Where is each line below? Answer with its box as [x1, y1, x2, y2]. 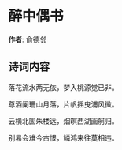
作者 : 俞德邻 [8, 35, 47, 44]
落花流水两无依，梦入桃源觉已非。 [8, 82, 119, 92]
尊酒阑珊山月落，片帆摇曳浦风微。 [8, 99, 119, 109]
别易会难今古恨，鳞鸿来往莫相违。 [8, 133, 119, 142]
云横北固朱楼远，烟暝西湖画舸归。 [8, 116, 119, 126]
